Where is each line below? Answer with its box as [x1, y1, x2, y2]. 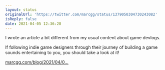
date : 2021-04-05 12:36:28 [5, 21, 61, 26]
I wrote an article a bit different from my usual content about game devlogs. [5, 35, 161, 41]
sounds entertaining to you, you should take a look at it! [5, 50, 119, 56]
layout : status [5, 7, 37, 12]
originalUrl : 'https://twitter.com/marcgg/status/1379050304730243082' [5, 12, 157, 17]
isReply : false [5, 16, 37, 21]
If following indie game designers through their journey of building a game [5, 44, 158, 50]
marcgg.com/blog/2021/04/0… [5, 59, 69, 65]
